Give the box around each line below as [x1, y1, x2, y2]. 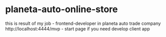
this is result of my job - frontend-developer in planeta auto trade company [5, 20, 161, 26]
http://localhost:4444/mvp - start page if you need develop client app [5, 25, 150, 31]
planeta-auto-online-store [5, 4, 118, 15]
